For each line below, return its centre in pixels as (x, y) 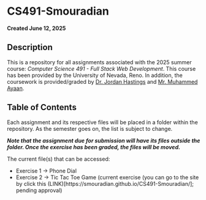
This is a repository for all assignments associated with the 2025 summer (99, 62)
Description (30, 47)
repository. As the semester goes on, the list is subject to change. (90, 128)
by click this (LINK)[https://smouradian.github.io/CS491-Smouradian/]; (105, 183)
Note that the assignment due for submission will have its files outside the (104, 140)
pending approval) (39, 190)
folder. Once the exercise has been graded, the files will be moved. (93, 147)
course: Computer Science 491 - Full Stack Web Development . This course (101, 69)
